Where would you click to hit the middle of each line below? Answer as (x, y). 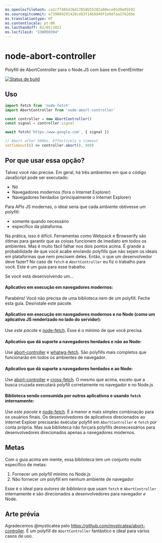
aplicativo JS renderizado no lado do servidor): (53, 319)
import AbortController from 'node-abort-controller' (60, 110)
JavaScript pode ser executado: (37, 177)
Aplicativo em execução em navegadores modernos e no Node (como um (80, 315)
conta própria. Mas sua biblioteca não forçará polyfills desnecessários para (80, 427)
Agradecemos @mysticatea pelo (37, 526)
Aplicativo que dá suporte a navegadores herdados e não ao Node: (73, 341)
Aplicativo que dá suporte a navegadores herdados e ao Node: (69, 368)
